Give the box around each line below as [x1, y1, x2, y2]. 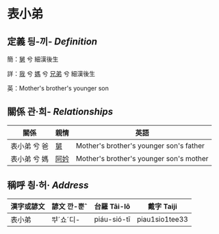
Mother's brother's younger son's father [75, 141, 205, 151]
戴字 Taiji [147, 201, 178, 211]
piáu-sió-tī [94, 214, 131, 224]
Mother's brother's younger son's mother [75, 153, 209, 163]
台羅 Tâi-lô [94, 201, 131, 211]
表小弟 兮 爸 [10, 141, 49, 151]
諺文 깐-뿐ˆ [51, 201, 88, 211]
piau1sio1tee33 [136, 214, 188, 224]
